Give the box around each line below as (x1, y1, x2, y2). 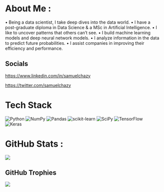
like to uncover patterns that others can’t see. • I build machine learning (5, 30, 151, 35)
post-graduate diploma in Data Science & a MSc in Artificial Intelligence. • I (5, 24, 158, 30)
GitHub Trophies (5, 168, 57, 177)
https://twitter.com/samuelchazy (5, 82, 71, 88)
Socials (5, 60, 29, 68)
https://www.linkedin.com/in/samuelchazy (5, 72, 91, 79)
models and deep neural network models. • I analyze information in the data (5, 35, 160, 41)
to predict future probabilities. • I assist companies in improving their (5, 40, 144, 46)
